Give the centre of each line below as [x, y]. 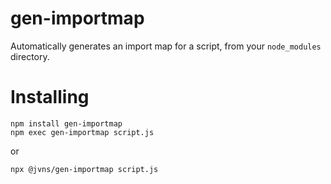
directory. [30, 56]
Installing [50, 97]
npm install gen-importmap [66, 123]
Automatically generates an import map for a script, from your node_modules [166, 46]
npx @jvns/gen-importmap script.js [84, 169]
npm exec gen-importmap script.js [82, 132]
